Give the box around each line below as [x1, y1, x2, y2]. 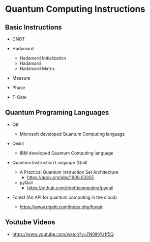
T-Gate [12, 94, 27, 100]
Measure [12, 75, 30, 81]
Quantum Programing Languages [5, 108, 109, 117]
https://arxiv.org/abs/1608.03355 [27, 174, 94, 180]
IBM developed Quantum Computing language [19, 150, 114, 156]
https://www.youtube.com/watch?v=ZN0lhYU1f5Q [12, 231, 114, 237]
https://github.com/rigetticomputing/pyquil [27, 184, 114, 190]
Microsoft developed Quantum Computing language [19, 131, 125, 137]
